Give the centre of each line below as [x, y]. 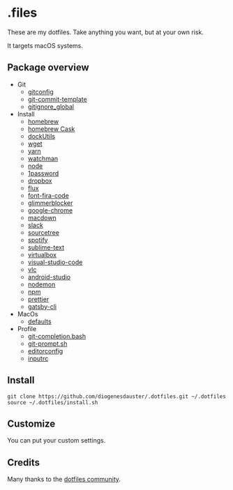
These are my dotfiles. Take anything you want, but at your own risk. [106, 32]
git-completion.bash [57, 336]
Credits [24, 462]
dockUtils [42, 136]
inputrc [38, 358]
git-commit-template [57, 99]
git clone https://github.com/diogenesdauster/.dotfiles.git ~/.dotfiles [117, 396]
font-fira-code [48, 195]
